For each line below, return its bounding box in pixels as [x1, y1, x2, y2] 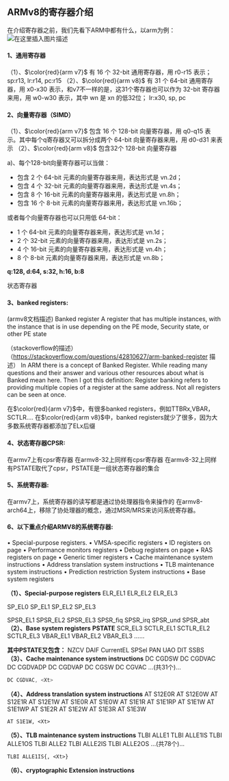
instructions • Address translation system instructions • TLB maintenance [7, 561, 215, 569]
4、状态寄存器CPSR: [7, 439, 66, 447]
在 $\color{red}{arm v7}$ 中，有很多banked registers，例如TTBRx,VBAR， [7, 405, 214, 413]
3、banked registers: [7, 298, 68, 307]
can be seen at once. [7, 391, 67, 399]
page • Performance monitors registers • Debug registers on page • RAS [7, 546, 213, 554]
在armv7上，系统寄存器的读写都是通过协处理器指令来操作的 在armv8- [7, 497, 203, 505]
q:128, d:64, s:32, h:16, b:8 [7, 268, 85, 276]
